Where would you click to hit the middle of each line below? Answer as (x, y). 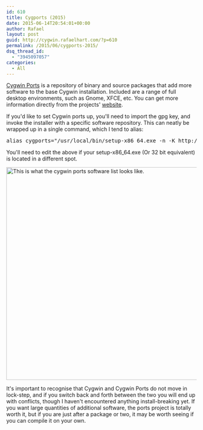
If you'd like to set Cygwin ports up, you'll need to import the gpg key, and (98, 116)
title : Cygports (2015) (36, 18)
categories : (21, 62)
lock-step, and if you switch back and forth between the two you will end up (101, 395)
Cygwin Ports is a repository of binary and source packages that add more (99, 85)
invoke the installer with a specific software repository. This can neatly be (98, 123)
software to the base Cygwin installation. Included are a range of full (91, 92)
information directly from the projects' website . (65, 105)
